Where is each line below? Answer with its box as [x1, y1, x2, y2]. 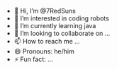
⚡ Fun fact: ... [13, 55, 53, 63]
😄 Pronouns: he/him [13, 47, 74, 56]
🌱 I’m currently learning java [13, 22, 96, 30]
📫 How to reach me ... [13, 37, 80, 45]
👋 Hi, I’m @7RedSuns [13, 7, 76, 15]
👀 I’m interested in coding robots [13, 14, 110, 23]
